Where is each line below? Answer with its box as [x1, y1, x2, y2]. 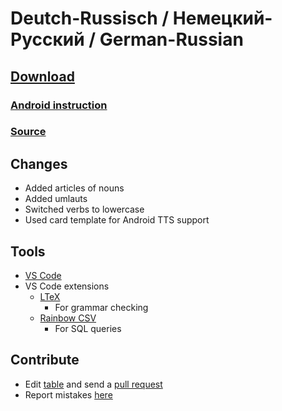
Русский [10, 28, 85, 51]
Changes [10, 155, 68, 172]
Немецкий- [172, 7, 273, 30]
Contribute [10, 352, 80, 369]
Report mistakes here [24, 388, 113, 401]
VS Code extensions [24, 280, 110, 292]
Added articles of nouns [24, 182, 125, 194]
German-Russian [99, 28, 244, 51]
